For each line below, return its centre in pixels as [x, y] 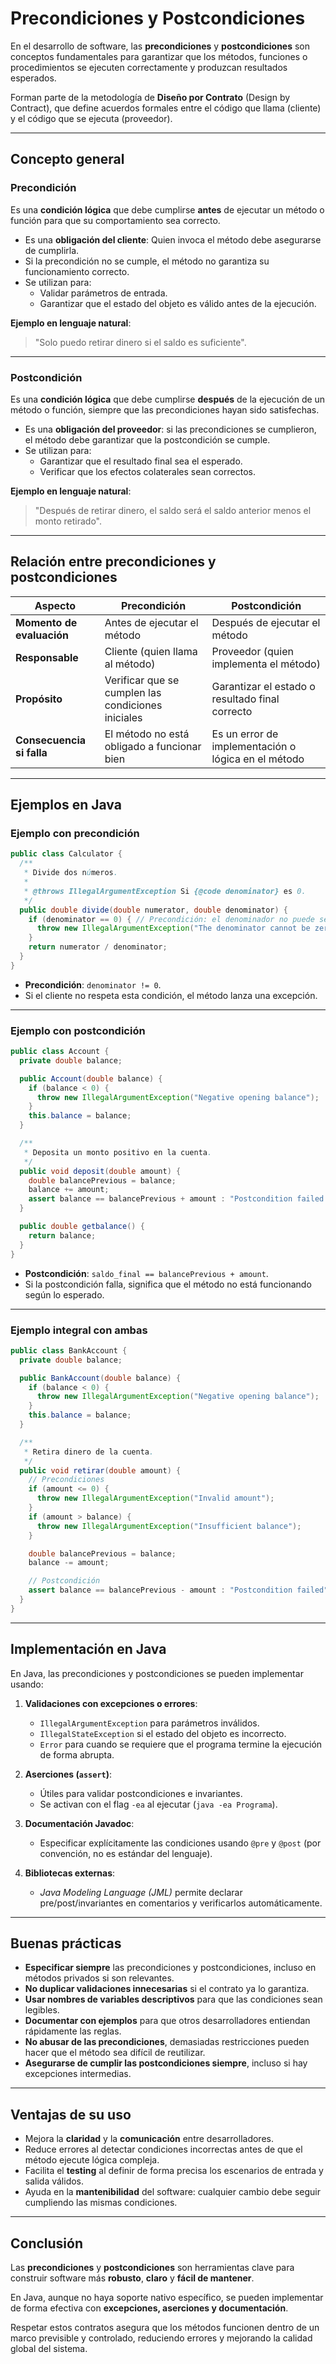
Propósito [39, 699]
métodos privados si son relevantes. [99, 1978]
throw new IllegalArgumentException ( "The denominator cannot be [173, 928]
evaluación [42, 635]
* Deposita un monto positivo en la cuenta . [118, 1152]
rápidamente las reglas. [73, 2031]
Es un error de [245, 734]
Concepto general [67, 159]
